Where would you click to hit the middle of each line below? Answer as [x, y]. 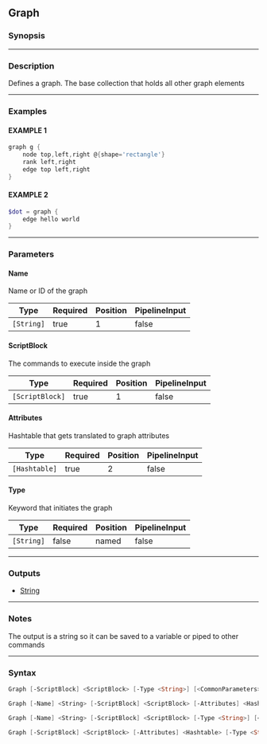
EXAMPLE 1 [28, 130]
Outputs [25, 573]
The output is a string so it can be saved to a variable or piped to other [124, 636]
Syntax [22, 672]
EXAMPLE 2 [28, 195]
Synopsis [27, 36]
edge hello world [51, 219]
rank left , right [50, 162]
